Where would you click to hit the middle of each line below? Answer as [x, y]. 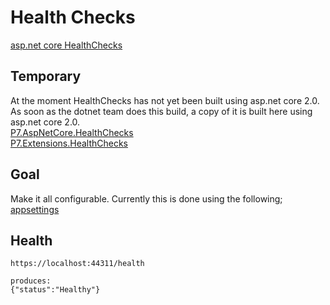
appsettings [35, 209]
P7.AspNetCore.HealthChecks [72, 132]
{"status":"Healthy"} [55, 290]
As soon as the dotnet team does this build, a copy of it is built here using [161, 111]
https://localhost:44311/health [77, 264]
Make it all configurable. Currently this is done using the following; [146, 198]
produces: [31, 281]
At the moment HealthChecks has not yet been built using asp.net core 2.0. [165, 100]
